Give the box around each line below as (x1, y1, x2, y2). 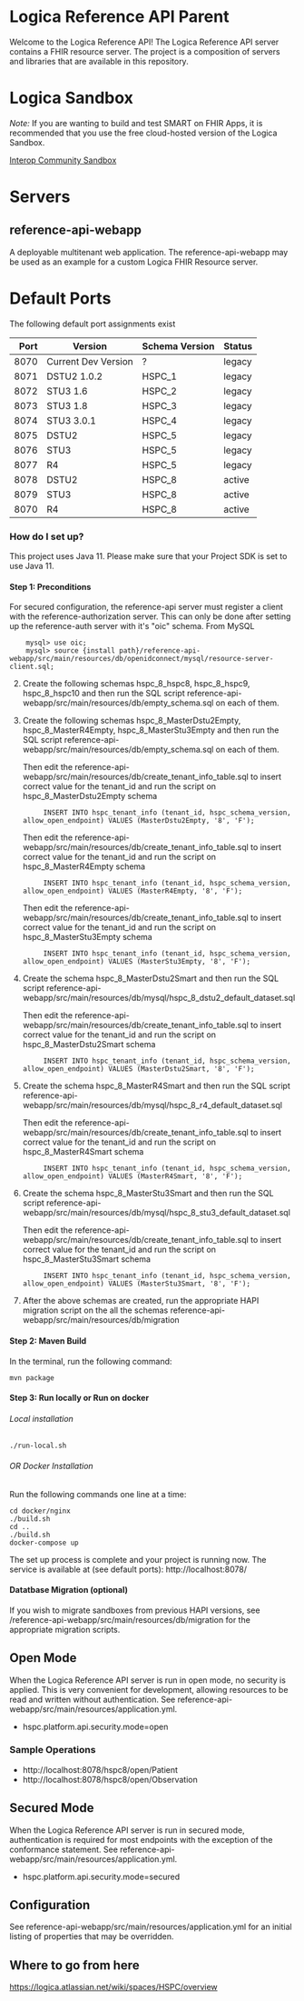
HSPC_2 (142, 385, 177, 397)
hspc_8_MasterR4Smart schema (22, 1146, 144, 1157)
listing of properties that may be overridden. (9, 1931, 174, 1942)
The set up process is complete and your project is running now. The (9, 1554, 267, 1565)
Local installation (9, 1413, 74, 1424)
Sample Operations (9, 1744, 96, 1756)
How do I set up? (9, 530, 84, 543)
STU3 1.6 (46, 385, 88, 397)
